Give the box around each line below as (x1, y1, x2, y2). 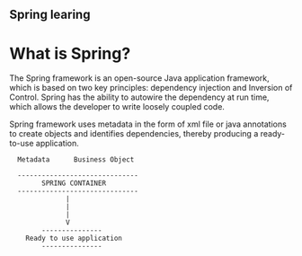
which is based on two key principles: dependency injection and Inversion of (9, 83, 293, 93)
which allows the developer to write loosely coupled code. (9, 102, 225, 112)
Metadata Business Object (17, 155, 135, 164)
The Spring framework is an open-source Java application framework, (9, 73, 270, 84)
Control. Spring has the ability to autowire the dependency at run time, (9, 92, 270, 102)
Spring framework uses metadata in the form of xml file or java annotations (9, 119, 288, 129)
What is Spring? (9, 43, 131, 64)
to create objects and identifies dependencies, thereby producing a (9, 128, 259, 139)
